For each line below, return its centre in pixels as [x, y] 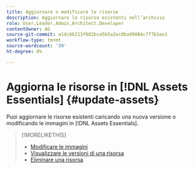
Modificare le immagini [59, 147]
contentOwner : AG [28, 29]
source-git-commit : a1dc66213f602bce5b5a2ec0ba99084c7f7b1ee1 [87, 35]
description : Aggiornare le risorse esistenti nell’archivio [86, 18]
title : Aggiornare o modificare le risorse [63, 12]
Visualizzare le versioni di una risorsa [77, 153]
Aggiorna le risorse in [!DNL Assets [97, 87]
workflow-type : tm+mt [34, 40]
